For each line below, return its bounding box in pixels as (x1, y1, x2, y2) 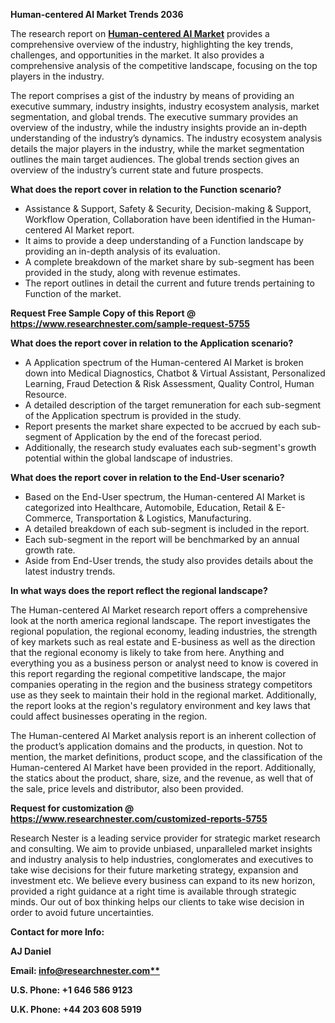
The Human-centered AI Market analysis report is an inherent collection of (10, 730, 317, 741)
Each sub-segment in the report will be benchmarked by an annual (24, 534, 300, 545)
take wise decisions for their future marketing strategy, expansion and (10, 864, 299, 876)
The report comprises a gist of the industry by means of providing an (10, 90, 295, 101)
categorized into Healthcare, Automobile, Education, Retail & (24, 502, 274, 513)
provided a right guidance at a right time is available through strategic (10, 885, 297, 897)
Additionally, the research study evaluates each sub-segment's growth (24, 442, 317, 453)
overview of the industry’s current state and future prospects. (10, 164, 264, 176)
